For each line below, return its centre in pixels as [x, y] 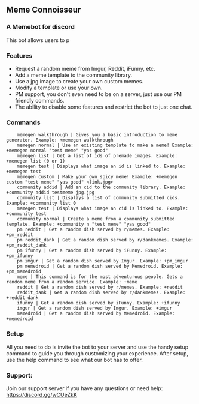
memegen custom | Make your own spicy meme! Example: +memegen [97, 177]
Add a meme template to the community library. [74, 75]
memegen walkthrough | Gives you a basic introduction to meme [97, 135]
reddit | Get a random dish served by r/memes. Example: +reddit [100, 288]
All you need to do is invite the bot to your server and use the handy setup [97, 347]
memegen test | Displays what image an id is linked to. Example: [101, 167]
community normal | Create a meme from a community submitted [96, 219]
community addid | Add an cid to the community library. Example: [101, 188]
